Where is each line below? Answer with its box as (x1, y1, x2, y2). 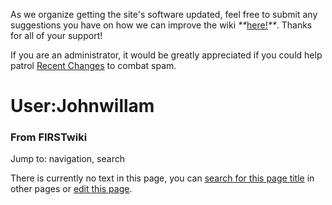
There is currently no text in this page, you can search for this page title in (10, 172, 315, 184)
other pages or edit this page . (10, 183, 133, 195)
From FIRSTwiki (10, 130, 88, 144)
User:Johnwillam (10, 95, 155, 118)
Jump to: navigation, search (10, 153, 125, 165)
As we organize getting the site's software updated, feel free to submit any (10, 9, 318, 20)
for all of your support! (10, 30, 103, 41)
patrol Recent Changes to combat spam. (10, 60, 177, 71)
